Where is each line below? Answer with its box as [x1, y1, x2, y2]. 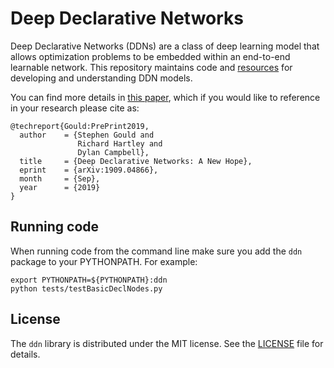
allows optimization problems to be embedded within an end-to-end [10, 50, 291, 62]
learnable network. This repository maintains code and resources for [10, 61, 293, 73]
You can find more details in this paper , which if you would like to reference [10, 91, 321, 103]
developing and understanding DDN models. [10, 72, 193, 84]
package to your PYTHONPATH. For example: [10, 255, 198, 267]
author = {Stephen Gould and [19, 130, 155, 140]
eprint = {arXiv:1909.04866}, [19, 165, 159, 175]
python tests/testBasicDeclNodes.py [10, 283, 163, 294]
